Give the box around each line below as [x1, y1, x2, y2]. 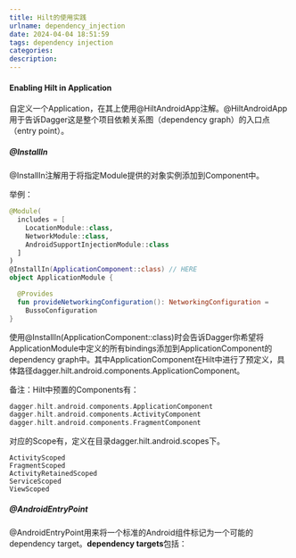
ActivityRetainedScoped [9, 470, 98, 479]
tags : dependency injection [9, 37, 114, 47]
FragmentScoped [9, 462, 66, 471]
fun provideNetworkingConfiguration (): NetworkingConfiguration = [17, 297, 269, 306]
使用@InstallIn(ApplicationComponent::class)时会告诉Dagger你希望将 [9, 331, 265, 342]
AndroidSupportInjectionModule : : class [25, 240, 169, 249]
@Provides [17, 289, 53, 299]
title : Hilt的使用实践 [9, 12, 87, 22]
